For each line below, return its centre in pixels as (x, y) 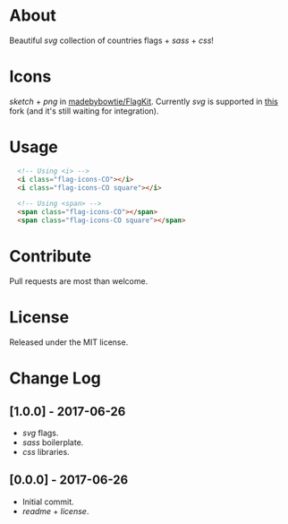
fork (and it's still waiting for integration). (84, 111)
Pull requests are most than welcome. (79, 281)
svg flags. (40, 433)
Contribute (51, 257)
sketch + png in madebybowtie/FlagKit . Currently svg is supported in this (144, 101)
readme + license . (55, 511)
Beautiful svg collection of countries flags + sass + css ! (112, 40)
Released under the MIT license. (69, 342)
